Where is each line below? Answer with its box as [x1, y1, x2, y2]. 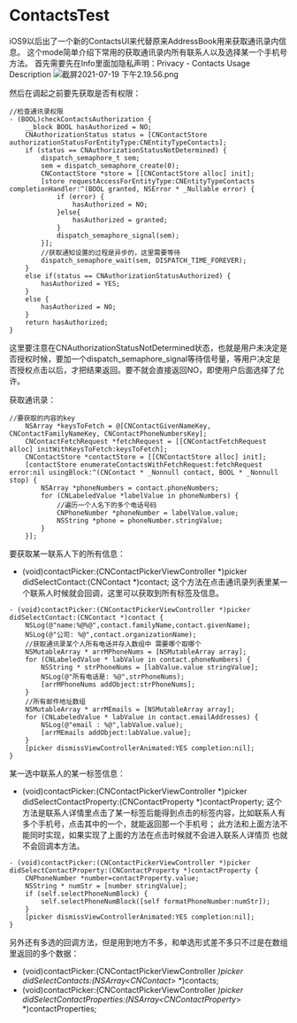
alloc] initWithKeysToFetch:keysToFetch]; [9, 445, 168, 453]
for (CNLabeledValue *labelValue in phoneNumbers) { [41, 491, 240, 500]
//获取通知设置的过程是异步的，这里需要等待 [41, 248, 181, 257]
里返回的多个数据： [9, 948, 80, 958]
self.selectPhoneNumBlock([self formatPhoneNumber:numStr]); [41, 896, 271, 906]
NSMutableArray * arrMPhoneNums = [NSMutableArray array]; [25, 647, 247, 656]
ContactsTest [9, 5, 110, 26]
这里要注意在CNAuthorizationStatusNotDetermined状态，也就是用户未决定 [9, 342, 280, 353]
